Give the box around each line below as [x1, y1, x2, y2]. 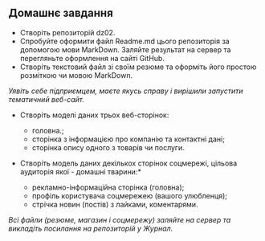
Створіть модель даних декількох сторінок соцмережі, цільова [19, 158, 238, 168]
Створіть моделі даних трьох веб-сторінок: [19, 110, 169, 120]
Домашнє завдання [8, 6, 114, 20]
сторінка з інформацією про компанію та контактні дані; [31, 134, 225, 144]
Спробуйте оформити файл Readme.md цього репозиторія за [19, 36, 230, 46]
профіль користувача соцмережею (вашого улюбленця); [31, 190, 227, 200]
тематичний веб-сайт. [8, 94, 85, 104]
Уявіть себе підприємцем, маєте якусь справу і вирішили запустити [8, 86, 243, 96]
